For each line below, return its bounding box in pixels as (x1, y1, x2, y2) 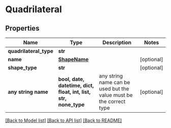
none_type (58, 101, 85, 108)
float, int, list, (58, 88, 91, 95)
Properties (5, 24, 40, 33)
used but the (99, 85, 129, 92)
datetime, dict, (58, 82, 94, 89)
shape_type (8, 64, 37, 71)
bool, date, (58, 75, 85, 83)
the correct (99, 98, 126, 105)
